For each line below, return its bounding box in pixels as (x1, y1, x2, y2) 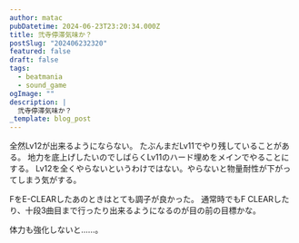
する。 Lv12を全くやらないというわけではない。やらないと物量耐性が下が (9, 163, 284, 174)
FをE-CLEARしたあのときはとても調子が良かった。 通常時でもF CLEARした (9, 194, 290, 205)
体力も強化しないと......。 (9, 224, 104, 236)
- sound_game (17, 81, 67, 90)
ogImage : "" (9, 89, 55, 98)
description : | (9, 97, 67, 107)
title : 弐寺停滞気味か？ (9, 30, 93, 39)
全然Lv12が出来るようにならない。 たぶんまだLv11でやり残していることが (9, 141, 282, 151)
